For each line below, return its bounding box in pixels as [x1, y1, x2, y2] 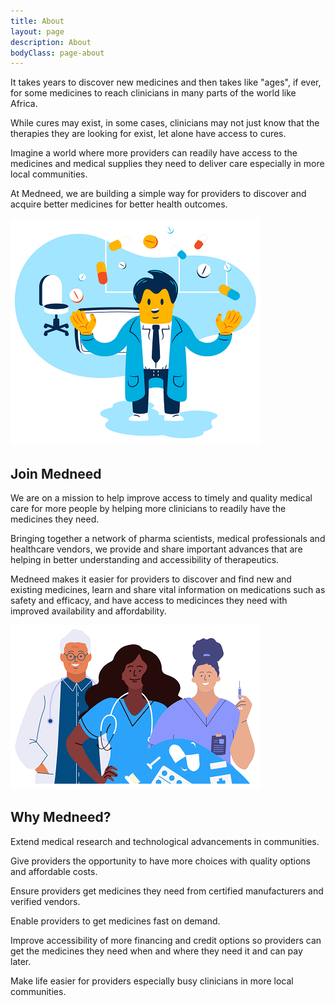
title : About [10, 16, 65, 26]
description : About [10, 37, 92, 47]
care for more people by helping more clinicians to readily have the [10, 503, 287, 515]
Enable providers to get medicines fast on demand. [10, 915, 221, 927]
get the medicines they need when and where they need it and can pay [10, 945, 303, 957]
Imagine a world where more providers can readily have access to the [10, 147, 298, 159]
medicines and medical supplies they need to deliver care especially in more [10, 158, 325, 170]
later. [10, 955, 32, 967]
